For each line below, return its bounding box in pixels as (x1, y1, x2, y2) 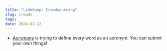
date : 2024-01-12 (5, 21, 42, 26)
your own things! (12, 40, 48, 46)
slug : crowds (5, 12, 33, 17)
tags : (5, 16, 17, 21)
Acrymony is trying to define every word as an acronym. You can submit (12, 35, 162, 41)
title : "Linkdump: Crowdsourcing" (5, 7, 78, 12)
